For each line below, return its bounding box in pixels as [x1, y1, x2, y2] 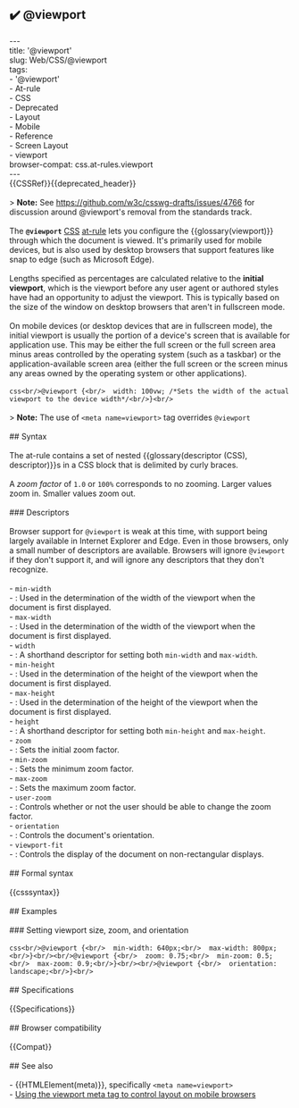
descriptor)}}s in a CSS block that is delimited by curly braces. [9, 459, 239, 470]
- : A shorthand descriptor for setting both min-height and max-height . [9, 725, 266, 735]
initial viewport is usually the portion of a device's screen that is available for [9, 330, 290, 340]
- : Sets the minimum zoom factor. [9, 763, 134, 774]
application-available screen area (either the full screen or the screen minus [9, 358, 288, 369]
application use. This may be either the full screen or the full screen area [9, 339, 277, 350]
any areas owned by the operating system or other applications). [9, 367, 247, 378]
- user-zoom [9, 792, 52, 802]
